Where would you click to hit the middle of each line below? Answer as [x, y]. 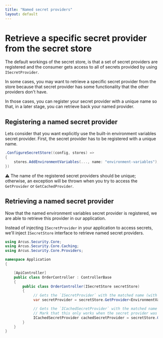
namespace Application [28, 260]
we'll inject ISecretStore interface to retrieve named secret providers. [75, 233]
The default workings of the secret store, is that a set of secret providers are [81, 62]
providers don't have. [26, 92]
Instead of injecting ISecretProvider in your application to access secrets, [79, 228]
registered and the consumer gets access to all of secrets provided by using [81, 67]
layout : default [21, 14]
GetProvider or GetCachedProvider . [40, 186]
